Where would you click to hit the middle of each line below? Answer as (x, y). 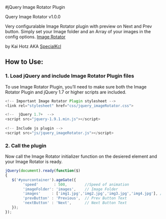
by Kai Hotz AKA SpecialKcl (33, 46)
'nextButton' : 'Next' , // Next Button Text (75, 203)
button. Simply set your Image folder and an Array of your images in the (78, 31)
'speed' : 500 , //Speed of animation (76, 184)
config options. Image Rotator (35, 37)
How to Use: (24, 62)
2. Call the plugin (26, 145)
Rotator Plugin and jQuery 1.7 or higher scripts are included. (66, 92)
